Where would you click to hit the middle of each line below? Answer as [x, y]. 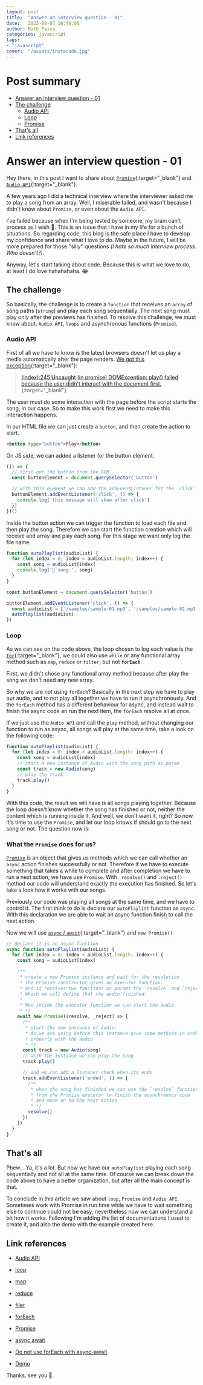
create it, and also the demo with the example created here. [80, 1225]
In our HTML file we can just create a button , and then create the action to [98, 426]
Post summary [43, 81]
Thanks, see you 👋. [30, 1375]
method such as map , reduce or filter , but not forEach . [74, 662]
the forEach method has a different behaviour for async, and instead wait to [100, 704]
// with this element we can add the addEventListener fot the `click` [104, 489]
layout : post [23, 12]
